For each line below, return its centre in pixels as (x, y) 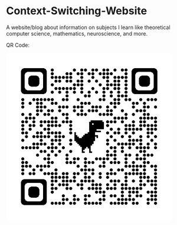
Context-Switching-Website (77, 11)
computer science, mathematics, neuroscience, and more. (77, 33)
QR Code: (18, 45)
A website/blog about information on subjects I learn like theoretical (88, 27)
